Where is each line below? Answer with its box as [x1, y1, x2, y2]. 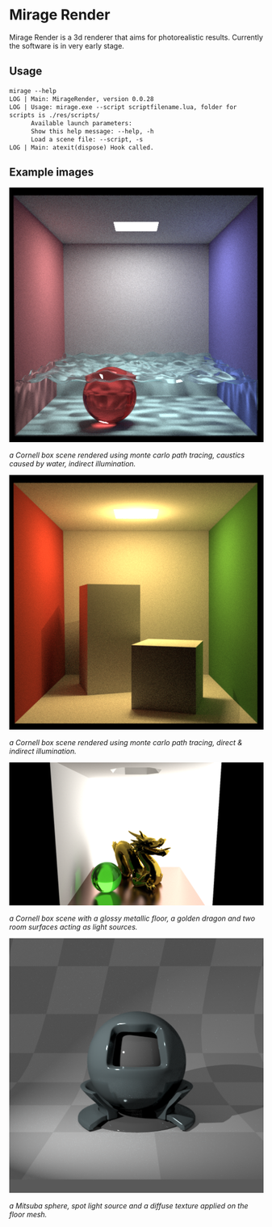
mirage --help [9, 86, 57, 95]
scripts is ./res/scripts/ [9, 111, 100, 119]
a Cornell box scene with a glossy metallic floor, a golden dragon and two [9, 913, 256, 923]
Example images [9, 166, 94, 179]
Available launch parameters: [30, 119, 132, 127]
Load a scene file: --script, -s [30, 135, 144, 143]
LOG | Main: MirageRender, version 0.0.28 [9, 95, 154, 103]
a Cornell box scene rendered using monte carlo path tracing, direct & [9, 737, 243, 747]
